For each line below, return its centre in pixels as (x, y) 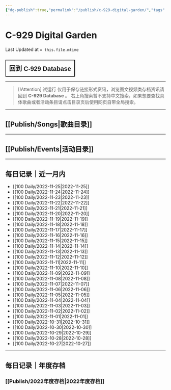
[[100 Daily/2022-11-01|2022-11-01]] (50, 316)
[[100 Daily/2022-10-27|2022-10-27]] (52, 344)
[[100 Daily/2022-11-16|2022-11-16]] (50, 235)
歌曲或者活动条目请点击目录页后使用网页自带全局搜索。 (80, 102)
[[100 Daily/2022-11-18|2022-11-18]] (50, 224)
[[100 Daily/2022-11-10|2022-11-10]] (50, 268)
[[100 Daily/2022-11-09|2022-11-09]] (51, 273)
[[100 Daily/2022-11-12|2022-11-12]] (50, 257)
